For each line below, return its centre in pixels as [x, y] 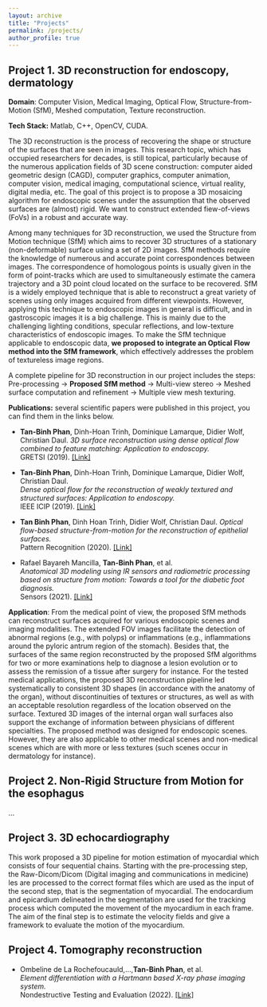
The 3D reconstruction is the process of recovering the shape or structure [130, 141]
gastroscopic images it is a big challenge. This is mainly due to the [117, 318]
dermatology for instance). [52, 756]
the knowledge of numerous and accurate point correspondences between [132, 258]
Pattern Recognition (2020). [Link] [76, 548]
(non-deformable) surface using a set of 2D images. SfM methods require [130, 250]
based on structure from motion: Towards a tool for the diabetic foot [132, 580]
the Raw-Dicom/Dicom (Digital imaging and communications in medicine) [128, 874]
